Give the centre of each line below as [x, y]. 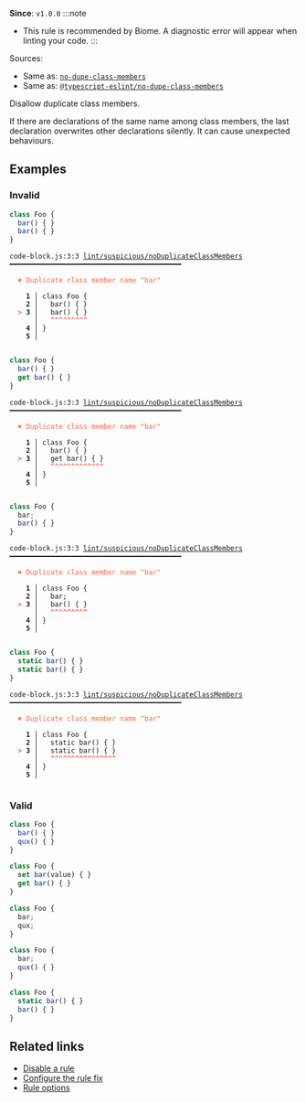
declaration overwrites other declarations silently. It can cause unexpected [150, 131]
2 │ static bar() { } [71, 743]
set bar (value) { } [55, 875]
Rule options [46, 1088]
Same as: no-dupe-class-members [84, 76]
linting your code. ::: [60, 41]
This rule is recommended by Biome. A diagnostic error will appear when [160, 31]
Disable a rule [48, 1068]
